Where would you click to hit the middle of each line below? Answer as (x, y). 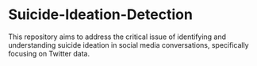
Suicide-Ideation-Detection (100, 15)
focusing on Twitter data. (49, 53)
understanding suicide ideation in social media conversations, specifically (128, 45)
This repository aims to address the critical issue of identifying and (117, 37)
